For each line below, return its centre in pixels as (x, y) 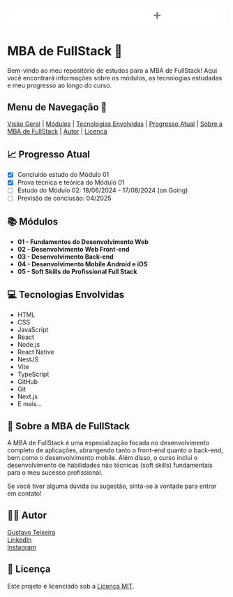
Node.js (29, 345)
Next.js (28, 396)
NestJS (28, 359)
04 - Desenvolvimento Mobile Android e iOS (82, 264)
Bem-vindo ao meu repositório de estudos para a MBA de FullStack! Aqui (112, 70)
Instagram (22, 547)
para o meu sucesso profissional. (55, 472)
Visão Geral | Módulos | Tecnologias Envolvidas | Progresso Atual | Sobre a (115, 124)
